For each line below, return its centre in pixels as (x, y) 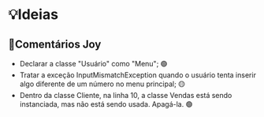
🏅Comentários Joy (55, 44)
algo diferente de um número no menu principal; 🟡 (102, 84)
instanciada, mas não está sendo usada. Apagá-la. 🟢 (106, 104)
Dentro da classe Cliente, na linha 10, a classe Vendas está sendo (126, 95)
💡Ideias (33, 15)
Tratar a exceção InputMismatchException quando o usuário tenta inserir (138, 75)
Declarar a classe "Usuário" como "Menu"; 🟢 (93, 64)
